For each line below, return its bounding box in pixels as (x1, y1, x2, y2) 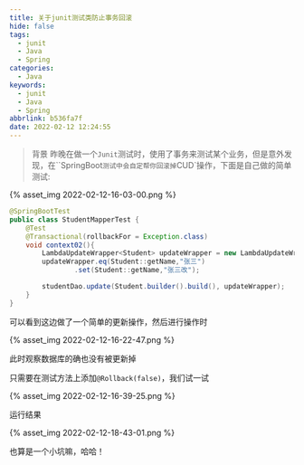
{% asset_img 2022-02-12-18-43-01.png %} (9, 427, 176, 438)
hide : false (9, 22, 54, 31)
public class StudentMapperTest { (9, 214, 140, 224)
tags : (9, 30, 30, 39)
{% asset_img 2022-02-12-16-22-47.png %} (9, 334, 175, 345)
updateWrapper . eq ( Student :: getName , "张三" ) (42, 257, 206, 267)
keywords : (9, 81, 47, 90)
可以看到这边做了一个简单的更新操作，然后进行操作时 (9, 316, 208, 327)
